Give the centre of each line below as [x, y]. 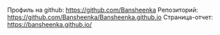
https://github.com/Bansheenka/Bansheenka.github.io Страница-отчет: [110, 17]
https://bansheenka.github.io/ [50, 24]
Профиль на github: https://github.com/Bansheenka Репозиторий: [103, 10]
